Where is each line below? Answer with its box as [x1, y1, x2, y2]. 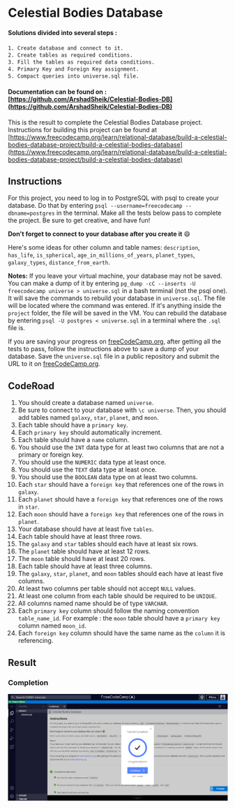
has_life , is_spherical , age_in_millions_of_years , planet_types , [8, 250, 195, 260]
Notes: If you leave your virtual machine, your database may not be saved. [8, 271, 222, 281]
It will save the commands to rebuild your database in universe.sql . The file [8, 294, 226, 302]
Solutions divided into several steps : [8, 28, 118, 36]
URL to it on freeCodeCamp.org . [8, 360, 100, 368]
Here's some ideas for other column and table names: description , [8, 243, 201, 252]
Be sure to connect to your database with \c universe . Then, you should [17, 406, 227, 414]
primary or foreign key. [17, 451, 84, 459]
